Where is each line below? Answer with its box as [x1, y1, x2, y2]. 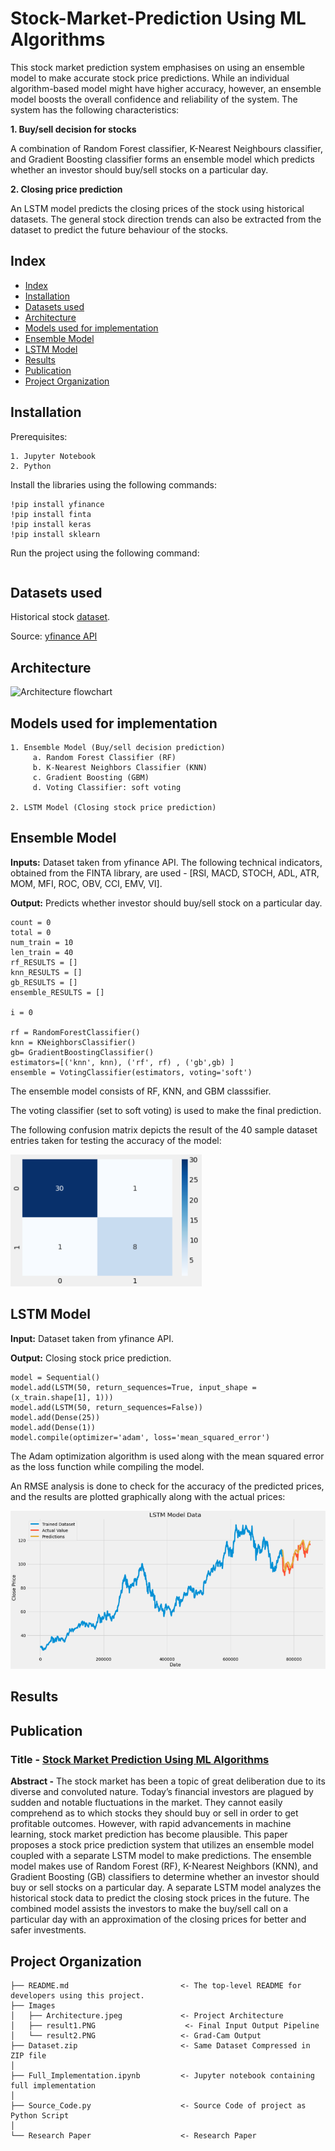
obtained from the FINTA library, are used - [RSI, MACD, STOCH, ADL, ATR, [10, 867, 320, 879]
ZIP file [10, 2050, 47, 2061]
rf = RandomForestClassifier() [10, 1027, 141, 1037]
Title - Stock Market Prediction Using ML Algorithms [10, 1752, 270, 1766]
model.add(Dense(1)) [10, 1422, 97, 1432]
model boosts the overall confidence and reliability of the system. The [10, 93, 298, 105]
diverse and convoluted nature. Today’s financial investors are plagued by [10, 1786, 314, 1798]
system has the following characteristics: [10, 103, 180, 116]
